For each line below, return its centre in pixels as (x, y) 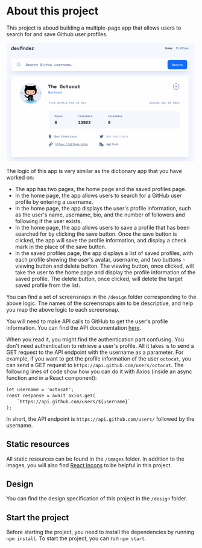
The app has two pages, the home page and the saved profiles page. (101, 189)
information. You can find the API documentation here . (74, 327)
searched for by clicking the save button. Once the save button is (96, 234)
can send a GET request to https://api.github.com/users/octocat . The (95, 365)
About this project (52, 11)
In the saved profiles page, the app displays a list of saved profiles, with (104, 253)
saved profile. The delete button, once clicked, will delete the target (99, 279)
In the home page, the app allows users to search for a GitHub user (98, 195)
